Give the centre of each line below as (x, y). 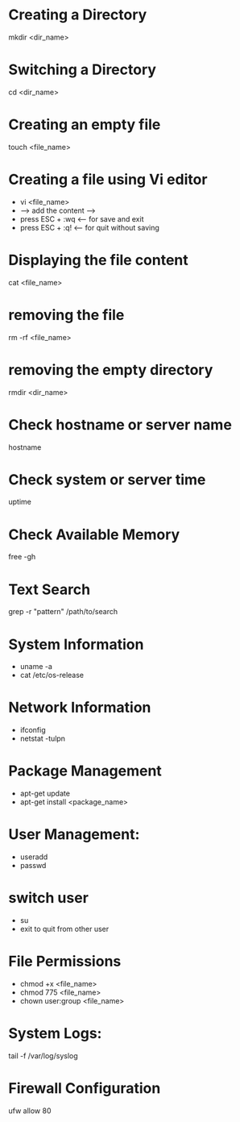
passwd (33, 866)
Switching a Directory (83, 70)
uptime (20, 502)
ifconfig (33, 730)
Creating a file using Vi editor (108, 180)
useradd (34, 857)
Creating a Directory (78, 15)
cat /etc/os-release (52, 675)
